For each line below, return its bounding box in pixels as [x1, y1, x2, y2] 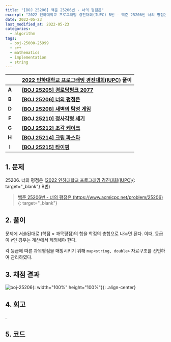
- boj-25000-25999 [10, 41, 49, 46]
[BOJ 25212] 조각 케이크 [22, 125, 80, 132]
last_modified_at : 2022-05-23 [5, 21, 70, 27]
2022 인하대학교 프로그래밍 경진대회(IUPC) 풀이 [22, 77, 132, 84]
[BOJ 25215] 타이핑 [22, 144, 70, 151]
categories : [5, 26, 31, 32]
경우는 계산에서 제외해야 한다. [18, 237, 77, 243]
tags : [5, 36, 17, 41]
